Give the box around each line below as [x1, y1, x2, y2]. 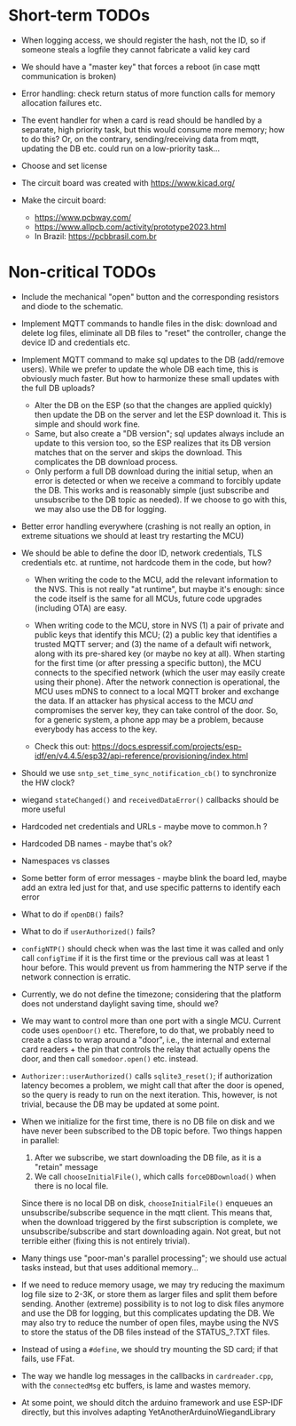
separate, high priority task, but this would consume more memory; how [20, 124, 285, 134]
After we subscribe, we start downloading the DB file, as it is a [34, 1152, 262, 1163]
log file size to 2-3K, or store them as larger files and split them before [20, 1288, 278, 1299]
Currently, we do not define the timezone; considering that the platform [20, 989, 282, 999]
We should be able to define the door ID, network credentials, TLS [20, 548, 262, 558]
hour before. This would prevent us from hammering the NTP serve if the [20, 962, 288, 973]
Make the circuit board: [20, 195, 106, 205]
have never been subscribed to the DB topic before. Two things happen [20, 1126, 283, 1136]
